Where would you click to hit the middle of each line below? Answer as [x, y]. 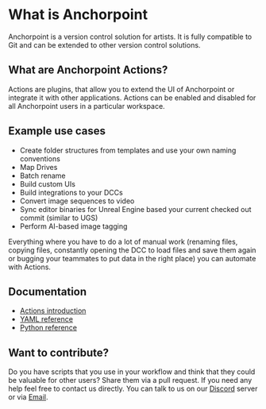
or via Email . [29, 397]
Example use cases [57, 131]
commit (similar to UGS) [59, 218]
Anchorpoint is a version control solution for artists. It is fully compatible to [130, 37]
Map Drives [39, 167]
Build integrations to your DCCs [71, 192]
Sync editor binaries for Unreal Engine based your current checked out [135, 209]
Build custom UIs [47, 183]
